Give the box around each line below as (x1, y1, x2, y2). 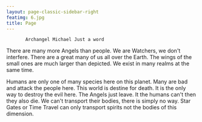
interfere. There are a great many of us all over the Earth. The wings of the (6, 54, 192, 61)
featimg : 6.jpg (6, 14, 45, 21)
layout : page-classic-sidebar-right (6, 8, 99, 15)
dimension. (6, 110, 35, 118)
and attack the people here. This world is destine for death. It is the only (6, 85, 186, 92)
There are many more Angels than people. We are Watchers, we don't (6, 47, 181, 54)
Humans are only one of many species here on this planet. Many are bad (6, 78, 188, 85)
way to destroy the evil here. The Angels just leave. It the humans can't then (6, 91, 196, 98)
